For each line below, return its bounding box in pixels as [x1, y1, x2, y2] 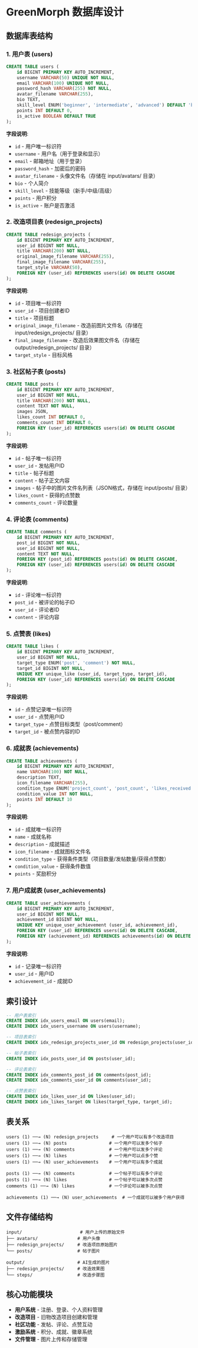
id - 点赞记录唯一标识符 [14, 706, 72, 713]
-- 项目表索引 [6, 1034, 37, 1040]
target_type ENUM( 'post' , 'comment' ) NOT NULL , [16, 660, 136, 666]
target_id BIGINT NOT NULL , [16, 665, 85, 671]
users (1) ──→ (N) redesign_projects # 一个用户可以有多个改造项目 [6, 1134, 174, 1140]
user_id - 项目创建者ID [14, 307, 70, 314]
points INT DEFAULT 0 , [16, 108, 72, 113]
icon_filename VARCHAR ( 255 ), [16, 780, 88, 786]
